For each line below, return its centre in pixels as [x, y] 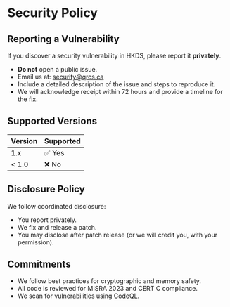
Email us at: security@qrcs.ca [60, 77]
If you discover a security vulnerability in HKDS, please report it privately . [114, 55]
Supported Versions [52, 121]
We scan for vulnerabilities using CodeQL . [78, 296]
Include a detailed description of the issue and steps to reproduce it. [116, 84]
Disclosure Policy [46, 189]
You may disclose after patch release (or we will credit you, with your [117, 235]
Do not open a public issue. [57, 69]
